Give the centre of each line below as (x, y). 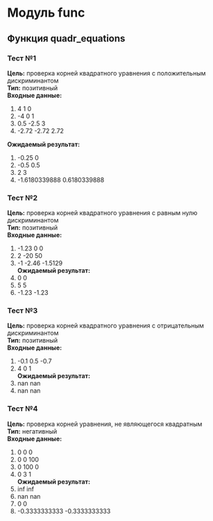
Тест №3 (23, 311)
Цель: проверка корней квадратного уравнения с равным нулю (102, 213)
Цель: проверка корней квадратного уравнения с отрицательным (106, 326)
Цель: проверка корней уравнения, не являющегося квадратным (105, 424)
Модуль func (46, 13)
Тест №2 (23, 198)
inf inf (26, 489)
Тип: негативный (32, 431)
